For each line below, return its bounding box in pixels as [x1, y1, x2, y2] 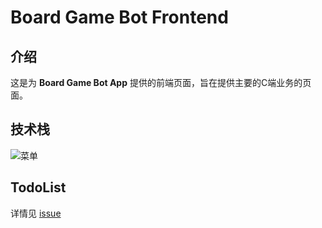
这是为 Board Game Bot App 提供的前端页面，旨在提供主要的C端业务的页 [10, 77, 312, 88]
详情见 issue [10, 207, 62, 219]
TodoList [10, 179, 67, 196]
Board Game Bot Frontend [10, 6, 229, 29]
